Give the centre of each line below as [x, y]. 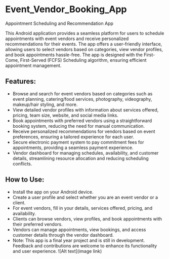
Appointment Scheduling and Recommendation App [59, 23]
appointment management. [33, 65]
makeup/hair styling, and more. [45, 104]
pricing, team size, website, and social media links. [66, 115]
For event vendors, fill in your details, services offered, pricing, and [82, 208]
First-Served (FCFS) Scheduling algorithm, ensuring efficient [83, 60]
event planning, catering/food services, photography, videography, [82, 99]
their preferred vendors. [38, 224]
